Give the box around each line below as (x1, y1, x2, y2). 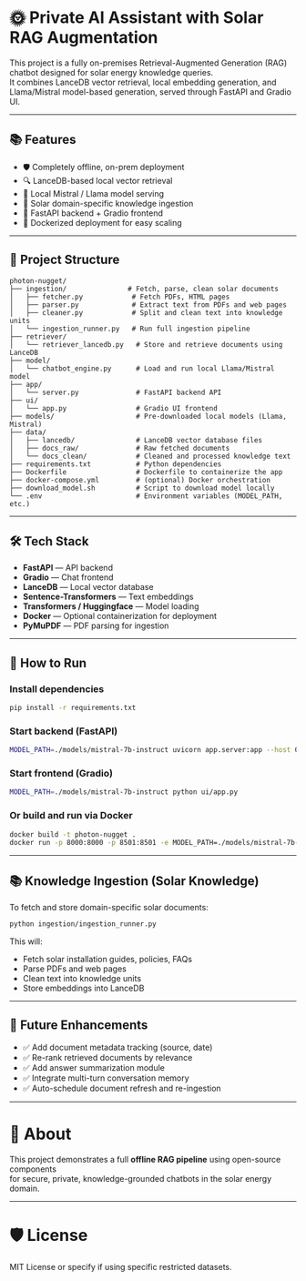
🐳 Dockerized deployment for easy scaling (22, 217, 182, 228)
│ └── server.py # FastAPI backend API (9, 388, 222, 397)
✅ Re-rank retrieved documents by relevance (22, 1052, 193, 1062)
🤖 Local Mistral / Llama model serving (22, 188, 165, 198)
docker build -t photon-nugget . (9, 829, 137, 839)
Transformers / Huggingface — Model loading (22, 601, 199, 612)
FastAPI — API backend (22, 563, 114, 574)
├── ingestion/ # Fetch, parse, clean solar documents (9, 284, 280, 293)
